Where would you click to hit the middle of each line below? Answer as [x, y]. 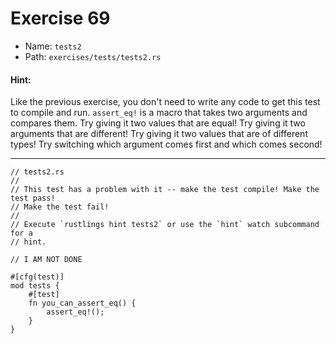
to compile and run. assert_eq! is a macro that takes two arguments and [159, 113]
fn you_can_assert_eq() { [82, 303]
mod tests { [35, 286]
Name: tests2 [53, 46]
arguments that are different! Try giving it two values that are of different [159, 134]
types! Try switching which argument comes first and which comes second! [166, 144]
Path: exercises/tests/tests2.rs [93, 56]
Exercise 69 [60, 18]
